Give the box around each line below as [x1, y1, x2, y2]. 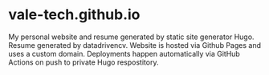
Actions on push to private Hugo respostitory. [8, 57, 159, 67]
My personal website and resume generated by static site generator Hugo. [8, 32, 255, 41]
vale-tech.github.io [8, 6, 141, 24]
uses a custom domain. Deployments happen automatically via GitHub [8, 49, 241, 58]
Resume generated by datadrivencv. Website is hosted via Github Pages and [8, 40, 261, 49]
